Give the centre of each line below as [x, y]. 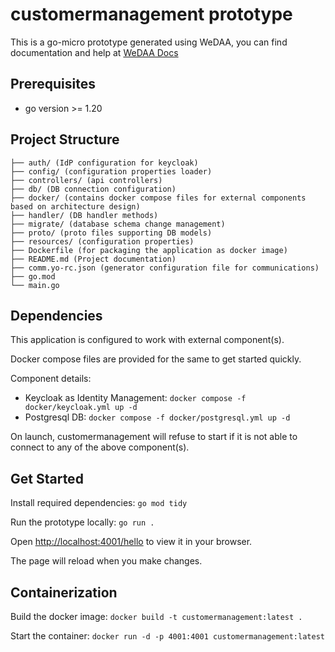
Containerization [64, 592]
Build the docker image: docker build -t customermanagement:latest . [156, 616]
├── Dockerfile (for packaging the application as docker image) [149, 250]
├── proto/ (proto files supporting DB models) [111, 233]
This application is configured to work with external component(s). [147, 340]
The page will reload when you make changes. [106, 561]
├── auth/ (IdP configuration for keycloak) [104, 163]
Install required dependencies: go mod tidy [99, 503]
